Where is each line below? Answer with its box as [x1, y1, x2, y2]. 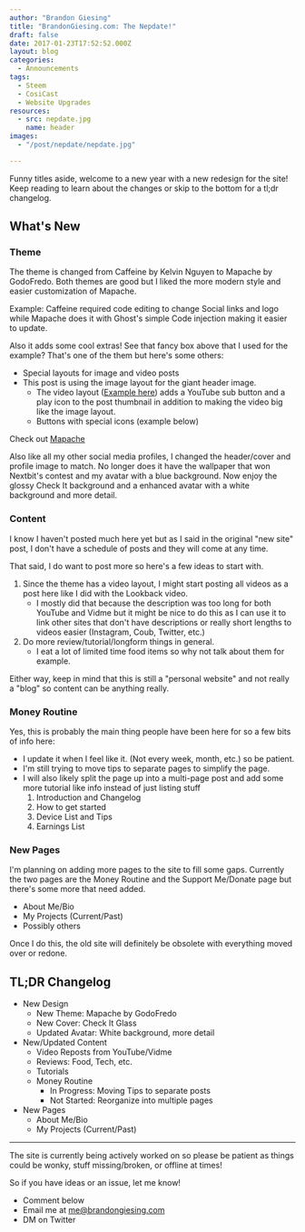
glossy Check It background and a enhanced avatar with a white [9, 480, 250, 491]
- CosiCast [17, 89, 59, 98]
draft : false [9, 30, 59, 39]
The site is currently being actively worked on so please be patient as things [9, 1150, 295, 1161]
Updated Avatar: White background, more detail [35, 1027, 215, 1038]
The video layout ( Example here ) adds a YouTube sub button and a [35, 387, 286, 398]
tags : [9, 73, 30, 82]
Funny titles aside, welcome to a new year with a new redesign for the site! [9, 173, 289, 184]
